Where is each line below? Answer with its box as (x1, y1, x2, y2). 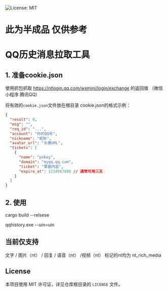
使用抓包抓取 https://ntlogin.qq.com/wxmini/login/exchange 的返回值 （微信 (5, 85, 163, 91)
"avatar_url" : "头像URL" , (10, 141, 63, 146)
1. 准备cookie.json (5, 71, 63, 79)
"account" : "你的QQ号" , (10, 131, 58, 136)
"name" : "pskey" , (18, 155, 56, 160)
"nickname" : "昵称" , (10, 136, 52, 141)
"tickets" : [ (10, 145, 37, 150)
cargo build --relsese (5, 212, 50, 218)
